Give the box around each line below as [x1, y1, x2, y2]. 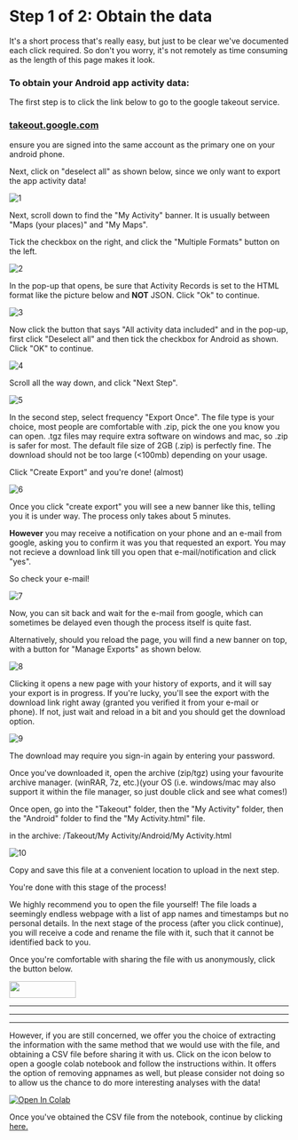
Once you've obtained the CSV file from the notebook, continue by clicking [9, 1112, 284, 1122]
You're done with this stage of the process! [9, 882, 167, 892]
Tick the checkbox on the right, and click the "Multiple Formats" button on [9, 236, 280, 247]
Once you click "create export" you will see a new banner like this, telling [9, 501, 276, 511]
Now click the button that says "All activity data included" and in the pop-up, [9, 324, 288, 335]
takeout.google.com [9, 119, 99, 131]
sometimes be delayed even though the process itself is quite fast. [9, 617, 252, 628]
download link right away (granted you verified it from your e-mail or [9, 697, 259, 708]
